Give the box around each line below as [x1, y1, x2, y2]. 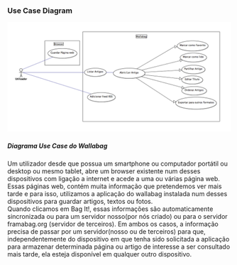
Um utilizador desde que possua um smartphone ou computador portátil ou [7, 159, 228, 168]
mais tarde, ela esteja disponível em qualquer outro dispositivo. [7, 250, 192, 259]
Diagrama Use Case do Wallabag [7, 141, 108, 150]
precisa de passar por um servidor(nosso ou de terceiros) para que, [7, 227, 206, 236]
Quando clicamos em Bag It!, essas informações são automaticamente [7, 205, 214, 213]
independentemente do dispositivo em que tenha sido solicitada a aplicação [7, 235, 230, 244]
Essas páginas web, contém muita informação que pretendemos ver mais [7, 182, 222, 190]
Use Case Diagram [7, 6, 73, 16]
